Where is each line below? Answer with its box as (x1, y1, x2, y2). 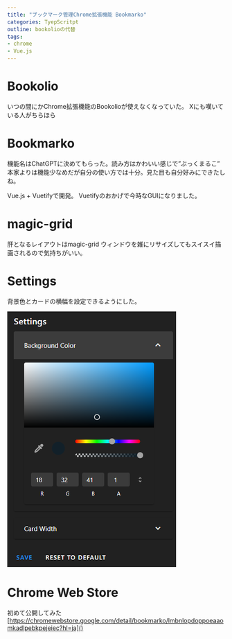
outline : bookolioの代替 (7, 26, 76, 33)
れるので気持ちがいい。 (19, 248, 87, 256)
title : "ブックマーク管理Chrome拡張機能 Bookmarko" (7, 11, 147, 18)
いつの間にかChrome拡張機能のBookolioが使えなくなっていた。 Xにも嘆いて (7, 102, 224, 110)
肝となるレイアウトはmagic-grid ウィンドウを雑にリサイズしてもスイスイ (7, 240, 216, 248)
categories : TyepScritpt (7, 18, 79, 26)
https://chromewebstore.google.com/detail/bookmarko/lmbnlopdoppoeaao (9, 616, 224, 624)
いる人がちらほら (7, 111, 56, 119)
